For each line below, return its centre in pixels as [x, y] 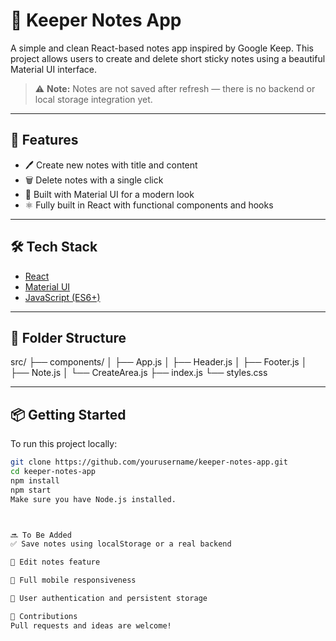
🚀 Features [44, 140]
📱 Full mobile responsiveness [73, 580]
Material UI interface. [53, 69]
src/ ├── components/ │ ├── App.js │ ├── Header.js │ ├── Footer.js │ [159, 362]
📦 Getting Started [68, 414]
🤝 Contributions [44, 616]
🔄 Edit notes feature [55, 562]
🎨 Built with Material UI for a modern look [109, 194]
